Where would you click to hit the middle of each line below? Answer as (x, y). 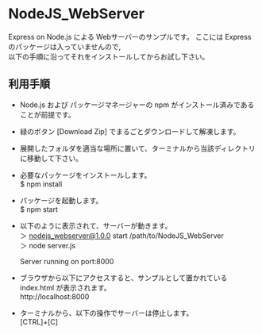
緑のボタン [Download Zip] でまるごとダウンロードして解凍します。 (130, 131)
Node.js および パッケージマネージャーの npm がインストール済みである (137, 105)
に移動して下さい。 (51, 158)
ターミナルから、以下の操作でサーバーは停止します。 (106, 313)
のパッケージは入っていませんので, (65, 46)
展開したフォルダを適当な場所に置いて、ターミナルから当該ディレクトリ (137, 148)
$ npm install (41, 184)
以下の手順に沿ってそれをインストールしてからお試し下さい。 (109, 56)
